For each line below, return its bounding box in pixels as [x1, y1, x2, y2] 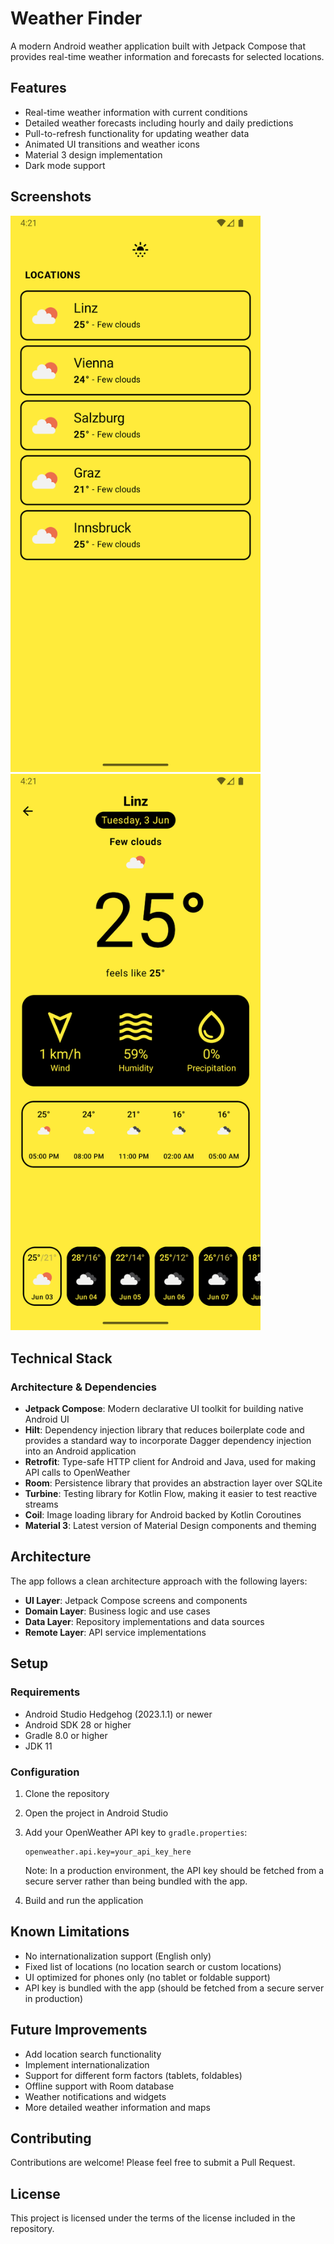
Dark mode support [24, 159, 106, 171]
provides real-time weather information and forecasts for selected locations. [10, 50, 325, 62]
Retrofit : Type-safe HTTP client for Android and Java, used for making [24, 1456, 317, 1468]
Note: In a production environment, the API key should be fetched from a [24, 1864, 325, 1876]
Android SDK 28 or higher [24, 1718, 132, 1731]
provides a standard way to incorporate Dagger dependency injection [24, 1435, 312, 1447]
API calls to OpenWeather [24, 1467, 131, 1479]
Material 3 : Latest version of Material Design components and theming [24, 1520, 317, 1532]
